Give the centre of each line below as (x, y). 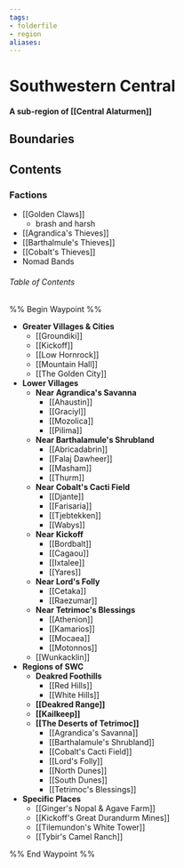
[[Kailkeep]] (58, 714)
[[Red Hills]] (71, 686)
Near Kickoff (60, 534)
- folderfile (33, 26)
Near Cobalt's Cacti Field (83, 487)
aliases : (25, 42)
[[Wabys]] (67, 525)
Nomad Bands (48, 261)
